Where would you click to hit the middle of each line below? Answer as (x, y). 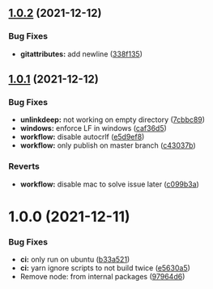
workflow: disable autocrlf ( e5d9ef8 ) (82, 137)
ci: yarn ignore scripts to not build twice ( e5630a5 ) (105, 268)
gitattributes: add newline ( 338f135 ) (81, 54)
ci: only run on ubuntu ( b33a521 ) (75, 260)
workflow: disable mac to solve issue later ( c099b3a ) (110, 184)
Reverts (24, 166)
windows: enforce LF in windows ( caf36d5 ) (94, 128)
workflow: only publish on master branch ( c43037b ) (108, 145)
